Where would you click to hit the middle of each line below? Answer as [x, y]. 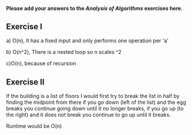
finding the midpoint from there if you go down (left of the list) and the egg [96, 102]
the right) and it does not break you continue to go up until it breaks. [89, 115]
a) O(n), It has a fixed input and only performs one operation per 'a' [87, 41]
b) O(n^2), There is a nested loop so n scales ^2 [64, 52]
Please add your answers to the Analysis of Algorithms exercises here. [95, 8]
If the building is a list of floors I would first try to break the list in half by [93, 96]
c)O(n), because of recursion [41, 63]
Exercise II [26, 82]
